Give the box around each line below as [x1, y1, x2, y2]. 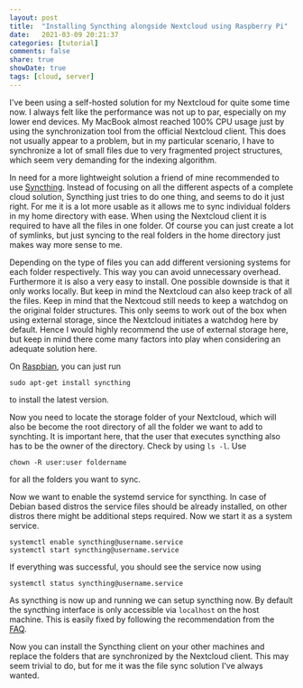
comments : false [9, 47, 70, 56]
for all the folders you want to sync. [9, 474, 142, 485]
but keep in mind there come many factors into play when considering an [9, 334, 281, 344]
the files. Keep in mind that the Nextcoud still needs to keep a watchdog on [9, 295, 289, 306]
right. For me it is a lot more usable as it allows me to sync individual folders [9, 201, 291, 212]
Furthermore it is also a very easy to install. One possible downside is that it [9, 276, 290, 287]
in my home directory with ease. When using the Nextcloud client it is [9, 210, 268, 221]
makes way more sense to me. [9, 239, 124, 250]
